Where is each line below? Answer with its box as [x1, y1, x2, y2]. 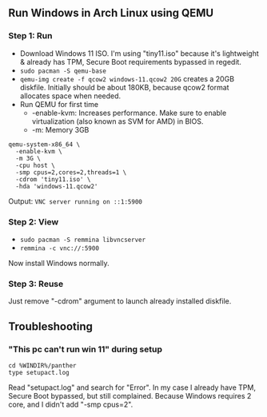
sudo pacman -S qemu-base [19, 67, 106, 75]
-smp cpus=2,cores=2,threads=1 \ [15, 168, 127, 177]
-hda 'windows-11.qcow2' [15, 182, 98, 190]
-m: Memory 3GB [31, 125, 90, 134]
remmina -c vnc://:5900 [19, 244, 100, 252]
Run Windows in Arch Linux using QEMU [8, 6, 214, 20]
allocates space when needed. [19, 91, 122, 101]
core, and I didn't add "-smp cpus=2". [8, 399, 133, 409]
